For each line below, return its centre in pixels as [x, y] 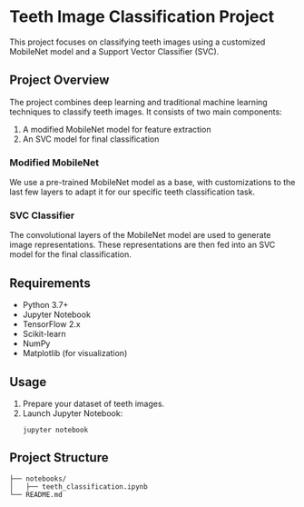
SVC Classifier [42, 215]
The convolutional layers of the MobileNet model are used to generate [140, 235]
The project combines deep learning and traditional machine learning [138, 102]
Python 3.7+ [45, 305]
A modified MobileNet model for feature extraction [117, 129]
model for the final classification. [70, 254]
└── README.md [36, 494]
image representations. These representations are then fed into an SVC [142, 245]
